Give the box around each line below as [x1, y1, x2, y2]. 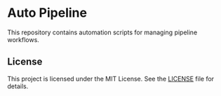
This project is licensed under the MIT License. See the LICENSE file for [7, 74, 215, 83]
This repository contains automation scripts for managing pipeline [7, 28, 198, 36]
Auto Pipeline [7, 5, 88, 21]
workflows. [7, 35, 40, 43]
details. [7, 82, 29, 90]
